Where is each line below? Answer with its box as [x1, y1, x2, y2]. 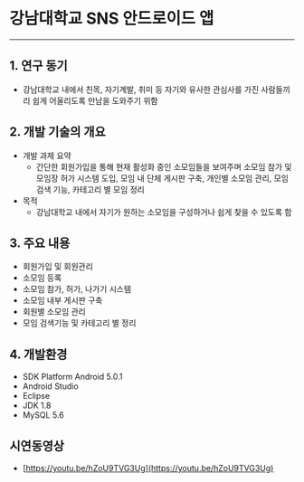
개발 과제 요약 [22, 150, 71, 161]
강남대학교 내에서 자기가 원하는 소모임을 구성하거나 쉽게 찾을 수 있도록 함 [35, 206, 292, 217]
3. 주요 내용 [9, 235, 71, 250]
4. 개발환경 [9, 346, 68, 362]
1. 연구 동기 [9, 58, 68, 73]
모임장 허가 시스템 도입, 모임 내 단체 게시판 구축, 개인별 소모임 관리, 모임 [35, 173, 290, 184]
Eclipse [22, 391, 51, 402]
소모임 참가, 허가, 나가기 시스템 [22, 284, 132, 295]
